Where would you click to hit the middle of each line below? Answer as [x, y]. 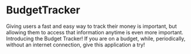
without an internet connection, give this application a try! [76, 45]
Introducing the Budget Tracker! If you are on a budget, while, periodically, [96, 38]
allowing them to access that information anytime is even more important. [95, 32]
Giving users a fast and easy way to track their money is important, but [91, 26]
